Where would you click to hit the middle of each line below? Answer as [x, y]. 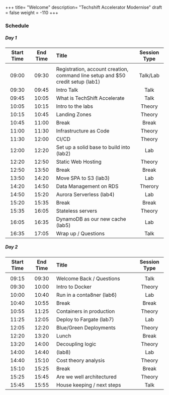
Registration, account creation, [92, 69]
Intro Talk [67, 90]
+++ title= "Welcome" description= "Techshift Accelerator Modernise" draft [84, 7]
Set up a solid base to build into [93, 147]
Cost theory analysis [80, 360]
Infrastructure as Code [83, 130]
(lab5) [63, 225]
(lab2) [63, 153]
